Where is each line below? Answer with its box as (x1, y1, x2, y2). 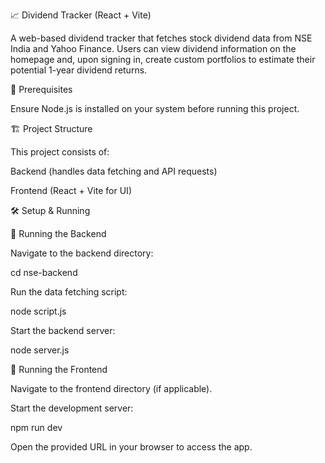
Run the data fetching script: (10, 286, 128, 298)
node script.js (10, 305, 67, 317)
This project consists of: (10, 146, 110, 158)
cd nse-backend (10, 267, 78, 278)
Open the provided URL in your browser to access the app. (10, 441, 253, 453)
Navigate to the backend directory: (10, 247, 154, 259)
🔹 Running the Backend (10, 228, 107, 239)
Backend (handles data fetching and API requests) (10, 165, 218, 177)
